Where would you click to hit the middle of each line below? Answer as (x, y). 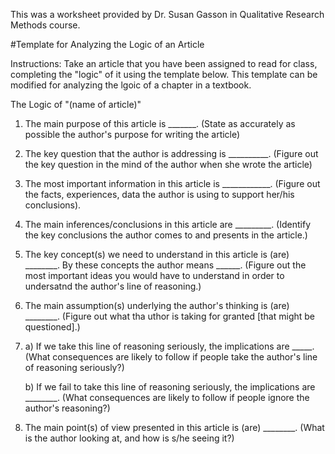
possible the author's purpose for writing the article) (132, 134)
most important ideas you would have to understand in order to (154, 275)
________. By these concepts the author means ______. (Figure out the (165, 265)
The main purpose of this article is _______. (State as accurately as (160, 123)
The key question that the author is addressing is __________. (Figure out (171, 153)
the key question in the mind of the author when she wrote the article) (168, 164)
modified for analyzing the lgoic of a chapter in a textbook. (131, 85)
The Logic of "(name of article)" (76, 104)
